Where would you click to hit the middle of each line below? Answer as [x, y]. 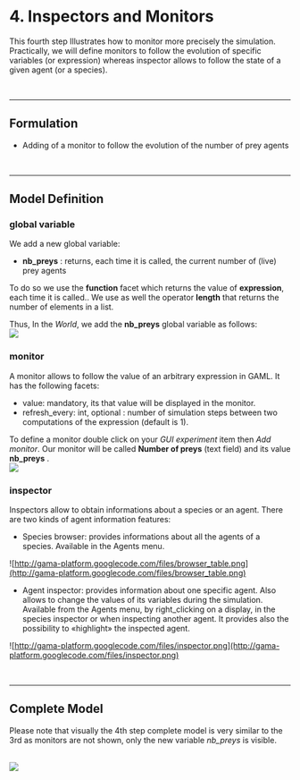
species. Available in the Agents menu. [93, 547]
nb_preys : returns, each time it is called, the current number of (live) [149, 261]
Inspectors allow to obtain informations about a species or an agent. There [146, 510]
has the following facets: [54, 386]
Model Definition [57, 199]
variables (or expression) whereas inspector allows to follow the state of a [145, 60]
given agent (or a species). [58, 70]
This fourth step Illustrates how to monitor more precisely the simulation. [143, 41]
